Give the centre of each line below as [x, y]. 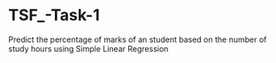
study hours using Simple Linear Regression [88, 48]
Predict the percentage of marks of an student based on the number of [138, 39]
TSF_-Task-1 [54, 15]
